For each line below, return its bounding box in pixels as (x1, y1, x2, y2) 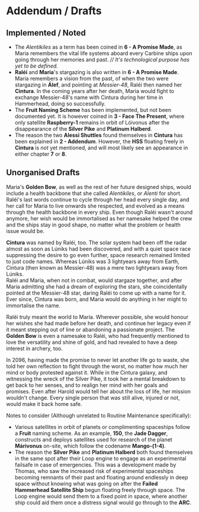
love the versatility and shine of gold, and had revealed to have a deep (6, 338, 178, 345)
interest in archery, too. (6, 345, 63, 352)
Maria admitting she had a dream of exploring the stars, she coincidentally (6, 283, 188, 290)
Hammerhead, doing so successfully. (14, 100, 106, 107)
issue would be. (6, 227, 45, 235)
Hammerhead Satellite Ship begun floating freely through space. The (14, 486, 185, 493)
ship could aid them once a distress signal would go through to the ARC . (14, 499, 192, 506)
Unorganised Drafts (6, 168, 80, 178)
